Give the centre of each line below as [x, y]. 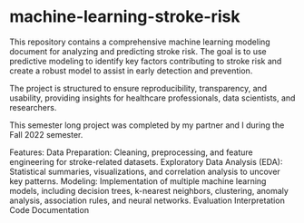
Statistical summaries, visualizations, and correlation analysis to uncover [145, 171]
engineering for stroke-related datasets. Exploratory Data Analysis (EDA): [146, 161]
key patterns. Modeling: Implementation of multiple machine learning [138, 181]
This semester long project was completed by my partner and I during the [147, 125]
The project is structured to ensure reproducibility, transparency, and [138, 88]
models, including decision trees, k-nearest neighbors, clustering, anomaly [149, 190]
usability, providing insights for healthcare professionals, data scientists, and [152, 98]
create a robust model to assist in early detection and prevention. [131, 71]
